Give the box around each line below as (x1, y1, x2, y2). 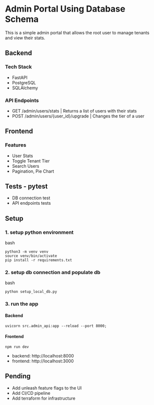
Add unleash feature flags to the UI (12, 385, 82, 391)
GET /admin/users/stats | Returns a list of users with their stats (12, 108, 137, 113)
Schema (5, 14, 39, 25)
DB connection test (12, 195, 51, 201)
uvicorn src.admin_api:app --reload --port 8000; (5, 324, 107, 328)
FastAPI (12, 74, 28, 81)
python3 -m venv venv (5, 249, 49, 254)
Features (5, 142, 27, 148)
